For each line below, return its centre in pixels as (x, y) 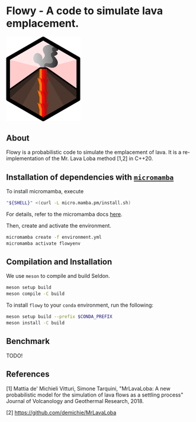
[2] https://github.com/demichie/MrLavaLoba (61, 413)
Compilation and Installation (59, 262)
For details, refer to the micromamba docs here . (64, 214)
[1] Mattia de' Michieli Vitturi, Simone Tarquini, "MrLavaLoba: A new (88, 388)
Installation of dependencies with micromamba (90, 177)
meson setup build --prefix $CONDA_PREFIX (59, 317)
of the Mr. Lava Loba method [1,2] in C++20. (99, 158)
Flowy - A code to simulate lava (85, 11)
